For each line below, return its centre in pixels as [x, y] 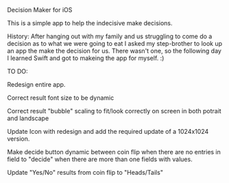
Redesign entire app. [36, 84]
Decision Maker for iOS [40, 10]
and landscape [28, 118]
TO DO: [18, 71]
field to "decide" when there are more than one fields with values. [100, 159]
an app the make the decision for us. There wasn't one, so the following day [114, 51]
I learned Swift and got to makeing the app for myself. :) [86, 58]
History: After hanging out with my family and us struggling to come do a [110, 36]
